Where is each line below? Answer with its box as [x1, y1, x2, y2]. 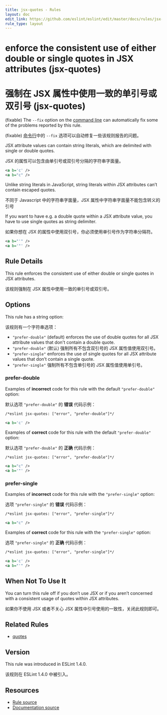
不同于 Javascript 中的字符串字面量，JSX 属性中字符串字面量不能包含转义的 [5, 197, 161, 203]
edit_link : [5, 16, 28, 21]
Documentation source [12, 705, 60, 711]
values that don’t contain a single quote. [12, 356, 94, 362]
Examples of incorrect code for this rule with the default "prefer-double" [5, 386, 155, 392]
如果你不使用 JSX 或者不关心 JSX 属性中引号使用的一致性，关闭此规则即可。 [5, 606, 162, 612]
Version [5, 648, 30, 656]
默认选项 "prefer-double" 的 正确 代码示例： [5, 445, 96, 451]
